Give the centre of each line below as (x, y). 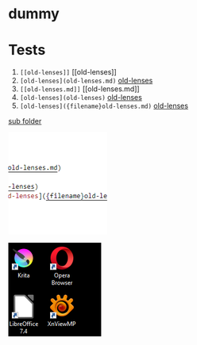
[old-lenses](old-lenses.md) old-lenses (86, 81)
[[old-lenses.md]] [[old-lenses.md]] (80, 89)
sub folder (25, 121)
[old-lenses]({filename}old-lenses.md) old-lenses (104, 106)
